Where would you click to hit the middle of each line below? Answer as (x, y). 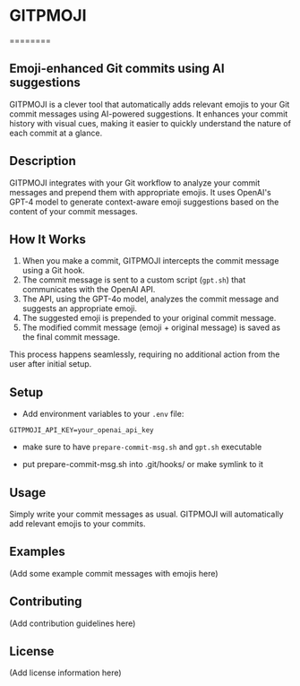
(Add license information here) (66, 673)
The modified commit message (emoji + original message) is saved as (151, 327)
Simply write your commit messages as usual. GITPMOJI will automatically (146, 514)
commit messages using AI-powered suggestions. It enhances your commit (149, 114)
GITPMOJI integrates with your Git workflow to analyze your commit (135, 182)
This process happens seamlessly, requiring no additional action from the (145, 354)
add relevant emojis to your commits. (77, 524)
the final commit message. (71, 337)
